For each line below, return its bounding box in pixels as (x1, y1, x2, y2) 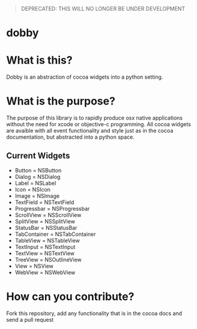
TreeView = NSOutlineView (14, 256, 82, 263)
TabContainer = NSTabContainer (14, 231, 96, 238)
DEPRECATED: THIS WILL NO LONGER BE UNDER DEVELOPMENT (20, 5, 186, 12)
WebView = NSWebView (14, 268, 76, 276)
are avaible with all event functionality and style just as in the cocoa (6, 127, 174, 134)
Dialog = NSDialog (14, 173, 61, 180)
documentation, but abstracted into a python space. (6, 133, 135, 140)
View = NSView (14, 262, 54, 270)
